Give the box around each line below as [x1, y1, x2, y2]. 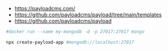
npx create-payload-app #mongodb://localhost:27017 [6, 39, 134, 45]
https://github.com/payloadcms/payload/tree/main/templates [14, 11, 162, 18]
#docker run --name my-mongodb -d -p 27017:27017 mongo [6, 29, 145, 35]
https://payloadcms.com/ [14, 5, 76, 12]
